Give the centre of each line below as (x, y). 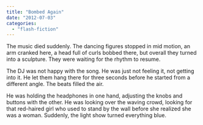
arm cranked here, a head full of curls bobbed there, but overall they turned (102, 53)
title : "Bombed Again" (35, 12)
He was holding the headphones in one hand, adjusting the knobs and (94, 96)
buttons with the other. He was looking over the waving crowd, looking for (99, 102)
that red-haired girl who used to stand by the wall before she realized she (99, 109)
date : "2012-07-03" (31, 18)
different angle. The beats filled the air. (55, 84)
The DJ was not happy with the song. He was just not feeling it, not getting (100, 71)
